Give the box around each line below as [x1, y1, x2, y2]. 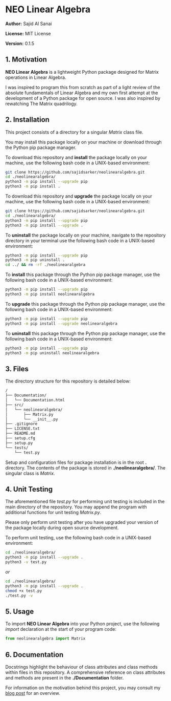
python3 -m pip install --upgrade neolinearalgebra [5, 321, 117, 326]
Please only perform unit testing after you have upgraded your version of [5, 519, 159, 525]
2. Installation [5, 115, 50, 124]
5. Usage [5, 607, 34, 615]
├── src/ [5, 402, 24, 408]
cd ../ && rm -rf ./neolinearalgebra [5, 262, 86, 267]
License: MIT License [5, 30, 51, 36]
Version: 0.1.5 [5, 40, 35, 47]
